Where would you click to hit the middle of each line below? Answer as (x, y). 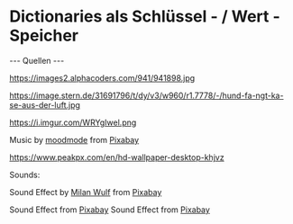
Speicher (44, 36)
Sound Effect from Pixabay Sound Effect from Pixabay (110, 210)
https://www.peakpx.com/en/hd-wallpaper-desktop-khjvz (117, 157)
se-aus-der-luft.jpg (45, 104)
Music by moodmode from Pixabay (74, 139)
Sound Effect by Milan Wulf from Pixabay (86, 192)
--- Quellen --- (37, 60)
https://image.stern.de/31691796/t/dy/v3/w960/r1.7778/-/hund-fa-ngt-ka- (146, 95)
